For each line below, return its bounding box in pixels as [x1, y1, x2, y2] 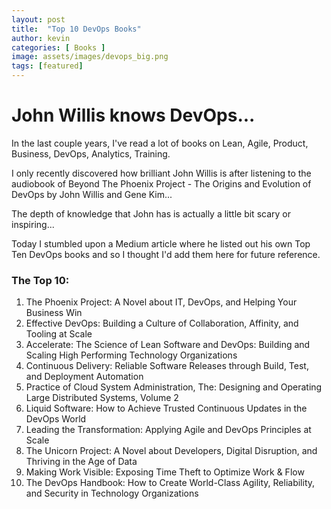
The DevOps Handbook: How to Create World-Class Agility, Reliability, [25, 477, 316, 489]
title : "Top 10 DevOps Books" [11, 24, 142, 34]
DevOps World [25, 413, 87, 425]
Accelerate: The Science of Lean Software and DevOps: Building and [25, 339, 311, 351]
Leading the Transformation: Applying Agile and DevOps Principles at [25, 424, 312, 436]
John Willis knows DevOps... [11, 104, 256, 127]
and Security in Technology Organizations [25, 487, 199, 500]
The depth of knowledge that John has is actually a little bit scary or [11, 207, 291, 220]
